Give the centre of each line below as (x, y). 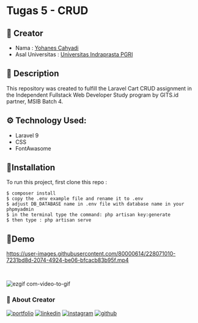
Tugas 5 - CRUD (47, 11)
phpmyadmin (20, 210)
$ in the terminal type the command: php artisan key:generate (89, 215)
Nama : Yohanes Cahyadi (47, 48)
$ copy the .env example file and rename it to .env (75, 199)
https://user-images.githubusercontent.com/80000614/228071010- (91, 254)
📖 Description (33, 74)
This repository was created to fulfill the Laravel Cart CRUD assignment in (99, 88)
